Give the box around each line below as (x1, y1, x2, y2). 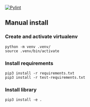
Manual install (5, 18, 48, 27)
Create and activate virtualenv (5, 33, 78, 40)
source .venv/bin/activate (5, 49, 60, 53)
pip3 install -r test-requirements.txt (5, 75, 86, 80)
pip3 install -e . (5, 97, 42, 102)
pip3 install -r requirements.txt (5, 71, 75, 75)
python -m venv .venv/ (5, 44, 51, 49)
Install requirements (5, 60, 54, 67)
